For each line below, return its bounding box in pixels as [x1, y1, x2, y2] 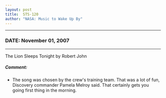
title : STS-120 [5, 12, 39, 17]
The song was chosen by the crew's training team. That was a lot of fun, [12, 77, 160, 83]
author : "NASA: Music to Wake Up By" [5, 16, 83, 21]
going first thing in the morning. [12, 87, 77, 93]
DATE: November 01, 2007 [5, 37, 70, 44]
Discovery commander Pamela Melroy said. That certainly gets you [12, 82, 149, 88]
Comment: [5, 65, 28, 70]
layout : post [5, 7, 32, 12]
